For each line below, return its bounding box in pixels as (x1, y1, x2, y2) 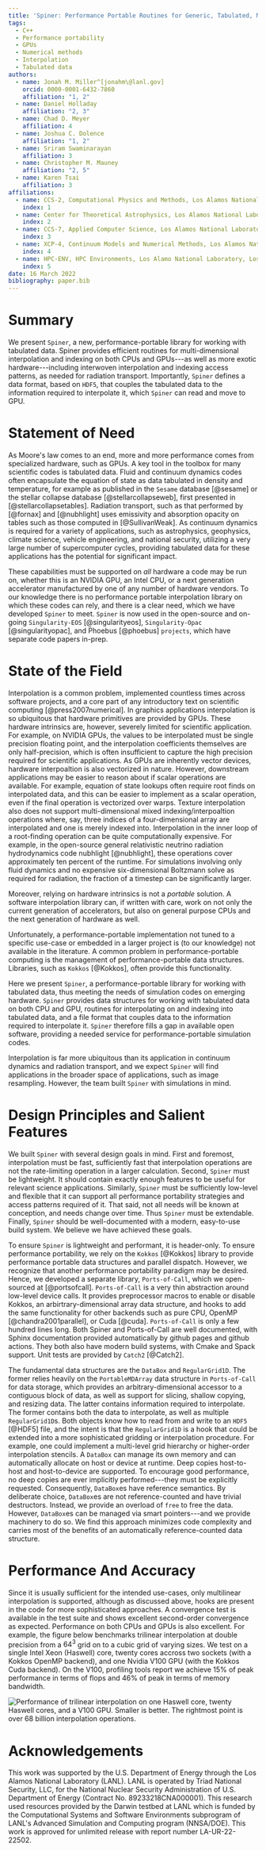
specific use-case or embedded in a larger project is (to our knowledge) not (8, 937, 256, 948)
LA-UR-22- (199, 1827, 236, 1837)
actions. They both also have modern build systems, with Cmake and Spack (8, 1341, 256, 1351)
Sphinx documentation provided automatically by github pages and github (8, 1333, 249, 1343)
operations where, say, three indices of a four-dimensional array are (8, 814, 230, 824)
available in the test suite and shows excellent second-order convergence (8, 1613, 249, 1623)
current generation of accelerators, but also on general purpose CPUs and (8, 906, 251, 915)
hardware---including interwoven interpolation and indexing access (8, 362, 229, 373)
